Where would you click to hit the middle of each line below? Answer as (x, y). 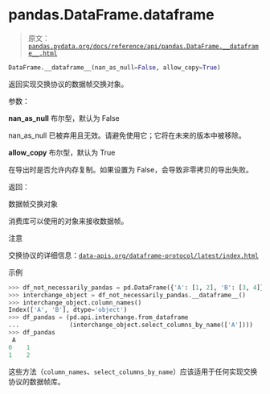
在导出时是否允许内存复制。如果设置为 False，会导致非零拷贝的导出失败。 (131, 169)
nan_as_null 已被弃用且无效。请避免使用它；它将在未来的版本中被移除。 (127, 135)
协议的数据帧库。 (37, 381)
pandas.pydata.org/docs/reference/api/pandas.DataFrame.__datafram (143, 46)
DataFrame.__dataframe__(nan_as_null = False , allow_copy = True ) (115, 67)
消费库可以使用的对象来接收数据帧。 (68, 221)
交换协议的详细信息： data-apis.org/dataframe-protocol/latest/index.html (133, 255)
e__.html (43, 53)
